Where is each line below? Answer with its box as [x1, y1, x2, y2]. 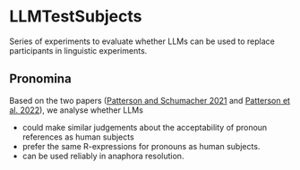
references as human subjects [21, 132, 134, 142]
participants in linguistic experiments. [9, 45, 148, 55]
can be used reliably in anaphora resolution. [21, 150, 184, 161]
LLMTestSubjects [9, 6, 142, 27]
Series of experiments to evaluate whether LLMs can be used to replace [9, 36, 275, 47]
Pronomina [9, 72, 72, 87]
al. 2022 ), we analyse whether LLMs [9, 105, 143, 115]
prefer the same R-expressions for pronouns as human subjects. [21, 140, 261, 151]
